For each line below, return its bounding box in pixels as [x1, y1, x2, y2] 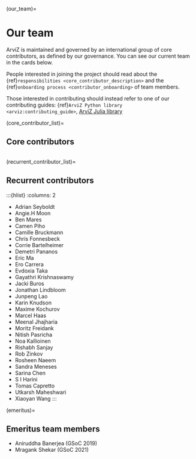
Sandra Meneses [14, 363, 57, 370]
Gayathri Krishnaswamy [14, 273, 74, 280]
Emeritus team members [6, 424, 100, 434]
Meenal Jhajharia [14, 318, 58, 325]
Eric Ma [14, 254, 34, 261]
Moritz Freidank [14, 324, 54, 331]
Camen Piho [14, 222, 46, 229]
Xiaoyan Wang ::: [14, 395, 57, 402]
